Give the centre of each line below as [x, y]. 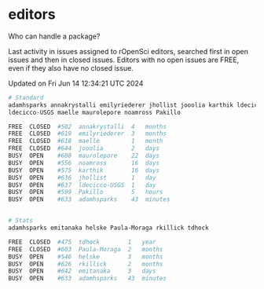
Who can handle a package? [54, 36]
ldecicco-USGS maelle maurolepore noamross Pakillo [94, 112]
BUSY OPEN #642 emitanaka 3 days [82, 271]
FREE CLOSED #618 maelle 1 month [86, 141]
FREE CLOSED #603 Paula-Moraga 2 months [86, 249]
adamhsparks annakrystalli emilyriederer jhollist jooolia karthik [121, 105]
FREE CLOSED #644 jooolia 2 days [84, 148]
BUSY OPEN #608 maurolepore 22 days [84, 156]
